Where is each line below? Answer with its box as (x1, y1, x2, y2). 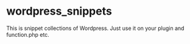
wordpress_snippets (6, 4, 113, 18)
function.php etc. (6, 31, 50, 38)
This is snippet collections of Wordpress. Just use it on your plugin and (6, 24, 185, 32)
